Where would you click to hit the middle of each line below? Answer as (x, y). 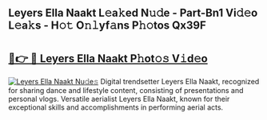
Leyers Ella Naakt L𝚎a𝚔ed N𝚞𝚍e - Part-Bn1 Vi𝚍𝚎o (133, 13)
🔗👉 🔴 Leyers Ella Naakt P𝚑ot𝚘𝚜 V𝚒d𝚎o (108, 58)
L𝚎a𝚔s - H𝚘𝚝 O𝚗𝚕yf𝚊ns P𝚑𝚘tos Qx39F (107, 26)
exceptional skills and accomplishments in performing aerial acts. (116, 107)
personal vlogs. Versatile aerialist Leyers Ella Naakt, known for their (119, 99)
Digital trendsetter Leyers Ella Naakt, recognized (180, 81)
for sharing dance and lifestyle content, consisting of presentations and (126, 90)
